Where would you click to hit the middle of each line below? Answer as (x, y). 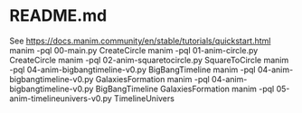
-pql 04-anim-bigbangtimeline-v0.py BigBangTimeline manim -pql (132, 70)
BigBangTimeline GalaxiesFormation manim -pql (185, 89)
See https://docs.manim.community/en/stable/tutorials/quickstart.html (140, 41)
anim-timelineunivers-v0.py (61, 98)
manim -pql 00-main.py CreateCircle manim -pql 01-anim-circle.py (134, 50)
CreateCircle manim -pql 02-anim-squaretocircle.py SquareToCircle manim (149, 60)
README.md (58, 16)
